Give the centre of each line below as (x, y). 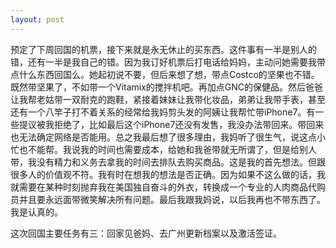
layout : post (37, 19)
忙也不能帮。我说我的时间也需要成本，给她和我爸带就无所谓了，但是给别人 (163, 149)
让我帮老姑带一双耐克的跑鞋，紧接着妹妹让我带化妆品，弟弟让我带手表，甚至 (168, 99)
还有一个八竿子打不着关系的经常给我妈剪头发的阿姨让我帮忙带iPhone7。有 (163, 112)
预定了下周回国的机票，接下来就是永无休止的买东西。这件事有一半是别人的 (163, 49)
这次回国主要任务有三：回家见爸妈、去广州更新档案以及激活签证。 (146, 233)
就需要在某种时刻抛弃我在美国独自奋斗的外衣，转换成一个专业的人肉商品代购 (168, 187)
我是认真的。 (36, 212)
